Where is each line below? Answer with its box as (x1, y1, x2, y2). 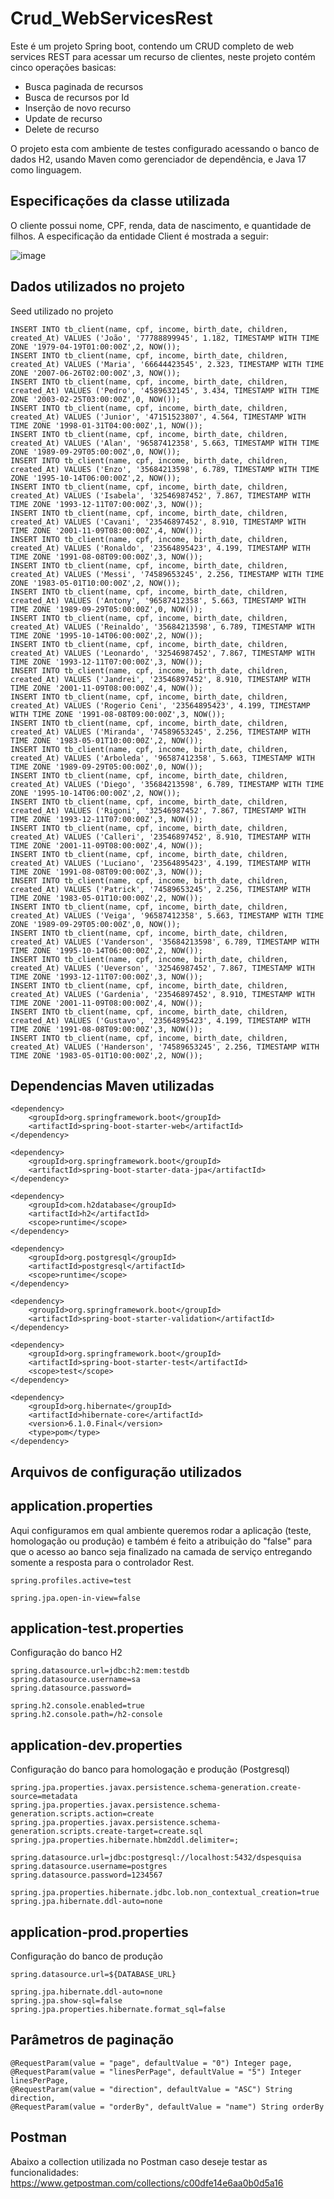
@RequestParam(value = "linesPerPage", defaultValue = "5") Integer (10, 2067, 302, 2077)
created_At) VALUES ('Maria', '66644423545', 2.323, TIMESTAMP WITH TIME (10, 359, 325, 369)
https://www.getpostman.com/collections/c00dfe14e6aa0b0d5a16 (10, 2177, 284, 2189)
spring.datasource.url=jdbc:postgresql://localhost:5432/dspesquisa (10, 1853, 302, 1863)
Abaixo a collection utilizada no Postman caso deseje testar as (10, 2155, 268, 2167)
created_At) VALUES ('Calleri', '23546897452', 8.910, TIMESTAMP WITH (10, 832, 311, 842)
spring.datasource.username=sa (10, 1675, 141, 1685)
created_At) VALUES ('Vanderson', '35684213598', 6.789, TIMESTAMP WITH (10, 937, 320, 947)
